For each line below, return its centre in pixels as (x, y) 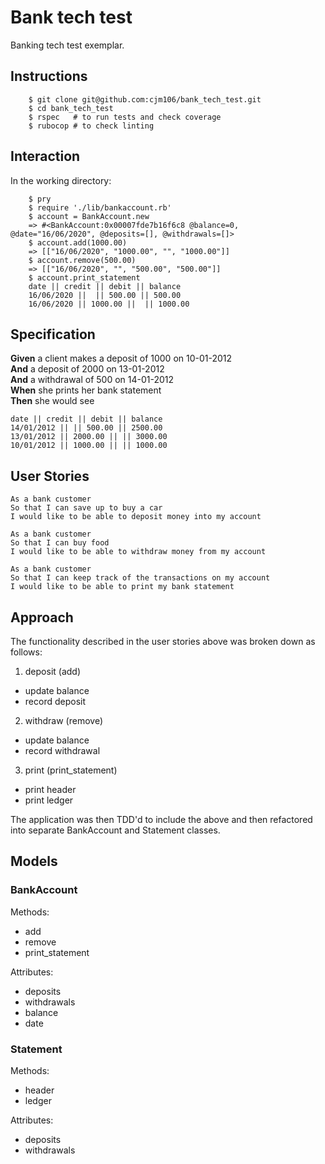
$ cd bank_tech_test (71, 108)
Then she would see (52, 401)
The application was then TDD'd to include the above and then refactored (161, 819)
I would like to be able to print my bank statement (122, 587)
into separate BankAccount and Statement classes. (115, 830)
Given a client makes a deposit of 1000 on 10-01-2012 (121, 358)
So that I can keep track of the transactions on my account (140, 578)
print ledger (49, 800)
